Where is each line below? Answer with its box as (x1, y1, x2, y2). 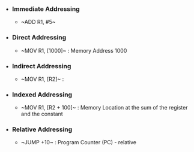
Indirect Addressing (11, 62, 71, 70)
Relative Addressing (11, 125, 73, 133)
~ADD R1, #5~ (20, 19, 56, 26)
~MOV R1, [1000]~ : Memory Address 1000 (20, 47, 127, 54)
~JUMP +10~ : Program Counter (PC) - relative (20, 139, 137, 146)
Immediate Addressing (11, 5, 80, 13)
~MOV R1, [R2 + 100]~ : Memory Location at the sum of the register (20, 104, 188, 111)
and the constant (20, 110, 63, 118)
